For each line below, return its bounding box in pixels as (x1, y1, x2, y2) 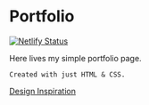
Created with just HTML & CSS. (9, 69, 126, 79)
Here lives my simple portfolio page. (9, 52, 142, 63)
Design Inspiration (9, 85, 76, 96)
